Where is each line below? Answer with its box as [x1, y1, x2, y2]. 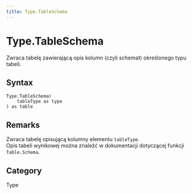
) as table [6, 104, 33, 110]
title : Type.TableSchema [6, 8, 68, 15]
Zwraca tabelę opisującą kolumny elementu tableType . [6, 136, 140, 143]
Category [6, 165, 42, 176]
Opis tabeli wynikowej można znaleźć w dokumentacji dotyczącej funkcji [6, 142, 184, 149]
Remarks [6, 120, 40, 130]
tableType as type [17, 99, 62, 105]
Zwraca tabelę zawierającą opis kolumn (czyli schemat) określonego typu [6, 54, 187, 61]
